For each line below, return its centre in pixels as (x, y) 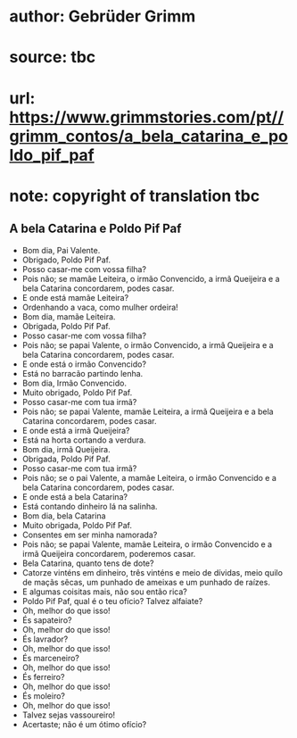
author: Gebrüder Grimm (103, 17)
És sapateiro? (47, 620)
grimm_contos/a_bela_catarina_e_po (148, 136)
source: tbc (53, 58)
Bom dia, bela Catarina (64, 516)
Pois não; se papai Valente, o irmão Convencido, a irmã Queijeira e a (148, 344)
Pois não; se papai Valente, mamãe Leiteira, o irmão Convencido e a (147, 544)
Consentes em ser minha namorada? (90, 535)
